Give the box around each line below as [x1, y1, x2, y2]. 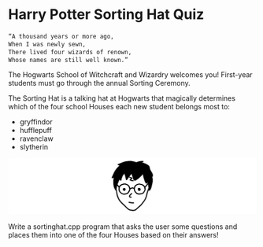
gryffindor [19, 116, 53, 127]
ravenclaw [19, 134, 54, 143]
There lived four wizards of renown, [8, 48, 132, 56]
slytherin [19, 142, 49, 151]
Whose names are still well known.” [8, 56, 128, 64]
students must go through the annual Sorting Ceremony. [8, 78, 191, 87]
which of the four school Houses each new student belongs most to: [8, 101, 231, 111]
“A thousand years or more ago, [8, 32, 114, 40]
